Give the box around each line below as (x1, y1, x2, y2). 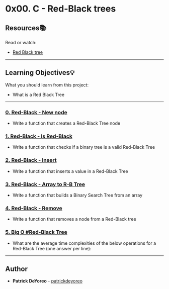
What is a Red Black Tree (12, 91, 64, 98)
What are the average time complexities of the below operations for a (12, 240, 156, 246)
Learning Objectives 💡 (5, 68, 75, 77)
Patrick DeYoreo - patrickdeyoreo (12, 278, 83, 284)
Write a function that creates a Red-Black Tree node (12, 120, 121, 126)
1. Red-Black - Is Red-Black (5, 133, 73, 140)
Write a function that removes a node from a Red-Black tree (12, 216, 137, 222)
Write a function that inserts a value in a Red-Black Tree (12, 168, 128, 174)
